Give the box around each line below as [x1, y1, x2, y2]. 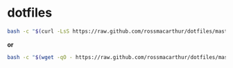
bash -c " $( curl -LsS [7, 28, 70, 35]
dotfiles [7, 5, 53, 21]
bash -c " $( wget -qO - [7, 53, 73, 60]
